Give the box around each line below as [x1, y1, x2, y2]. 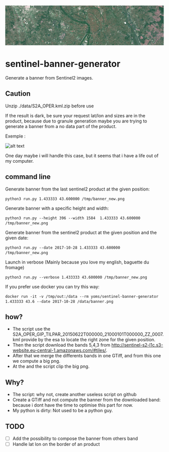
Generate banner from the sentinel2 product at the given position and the [5, 229, 157, 235]
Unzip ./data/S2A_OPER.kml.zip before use [5, 103, 94, 109]
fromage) [5, 264, 25, 270]
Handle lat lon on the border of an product [12, 441, 100, 447]
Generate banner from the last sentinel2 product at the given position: [5, 186, 150, 192]
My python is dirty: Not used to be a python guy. [12, 408, 113, 414]
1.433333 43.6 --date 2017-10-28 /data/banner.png [5, 299, 114, 304]
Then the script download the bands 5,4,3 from [12, 342, 111, 348]
